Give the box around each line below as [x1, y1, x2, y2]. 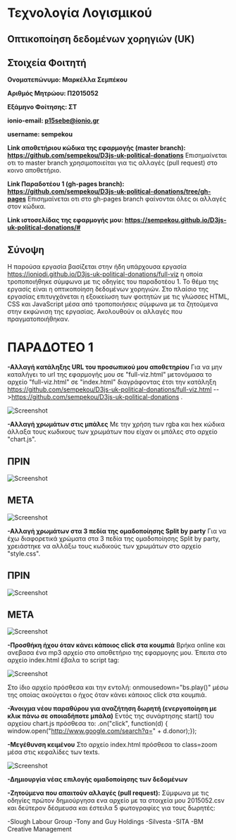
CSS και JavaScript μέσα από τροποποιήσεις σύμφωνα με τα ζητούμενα [7, 300, 218, 308]
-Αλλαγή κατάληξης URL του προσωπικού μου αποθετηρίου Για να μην [7, 363, 223, 371]
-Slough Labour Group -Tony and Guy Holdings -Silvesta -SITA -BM [7, 817, 204, 826]
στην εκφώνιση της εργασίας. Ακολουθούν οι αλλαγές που [7, 308, 183, 316]
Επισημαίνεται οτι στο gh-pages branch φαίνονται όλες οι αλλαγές [27, 195, 227, 203]
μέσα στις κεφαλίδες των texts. [7, 748, 100, 756]
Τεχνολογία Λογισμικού [7, 5, 153, 21]
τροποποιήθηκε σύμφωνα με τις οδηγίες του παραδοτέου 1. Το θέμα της [7, 277, 219, 286]
